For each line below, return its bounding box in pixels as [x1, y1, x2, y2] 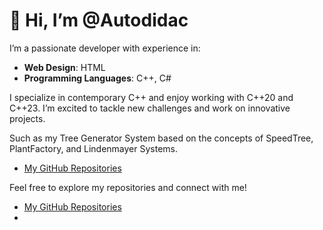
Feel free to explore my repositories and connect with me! [9, 181, 247, 193]
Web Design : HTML [23, 61, 106, 73]
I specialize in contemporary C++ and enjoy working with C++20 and [9, 91, 294, 103]
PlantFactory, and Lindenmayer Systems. [9, 142, 179, 154]
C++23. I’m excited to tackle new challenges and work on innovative [9, 102, 291, 114]
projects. [9, 112, 46, 124]
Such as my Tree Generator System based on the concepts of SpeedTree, [9, 132, 314, 144]
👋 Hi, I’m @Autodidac [9, 9, 189, 32]
